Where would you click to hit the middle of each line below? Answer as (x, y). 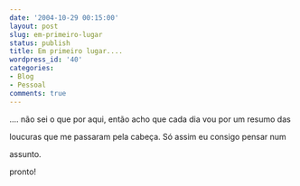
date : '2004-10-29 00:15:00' (64, 18)
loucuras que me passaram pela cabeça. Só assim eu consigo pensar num (148, 136)
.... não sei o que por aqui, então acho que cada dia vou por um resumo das (150, 119)
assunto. (26, 153)
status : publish (40, 43)
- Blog (22, 77)
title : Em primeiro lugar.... (66, 51)
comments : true (38, 93)
